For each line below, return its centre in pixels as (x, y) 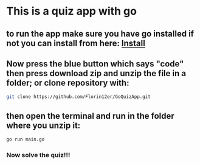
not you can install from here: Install (76, 43)
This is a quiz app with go (71, 11)
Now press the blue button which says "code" (95, 64)
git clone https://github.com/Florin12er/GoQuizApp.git (78, 97)
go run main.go (26, 139)
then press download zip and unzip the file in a (96, 73)
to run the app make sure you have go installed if (100, 34)
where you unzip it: (43, 125)
